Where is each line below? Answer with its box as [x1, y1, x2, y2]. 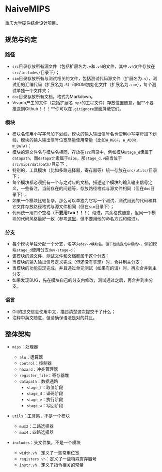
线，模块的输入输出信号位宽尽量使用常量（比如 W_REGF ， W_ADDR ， [12, 137, 141, 142]
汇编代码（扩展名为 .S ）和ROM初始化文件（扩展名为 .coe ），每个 [25, 81, 152, 87]
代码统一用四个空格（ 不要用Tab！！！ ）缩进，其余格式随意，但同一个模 [12, 209, 156, 215]
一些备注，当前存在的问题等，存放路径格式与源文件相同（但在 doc [20, 185, 151, 191]
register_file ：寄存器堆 [19, 372, 69, 378]
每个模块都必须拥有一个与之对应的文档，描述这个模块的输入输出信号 [12, 179, 148, 185]
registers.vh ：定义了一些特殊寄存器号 [19, 456, 97, 462]
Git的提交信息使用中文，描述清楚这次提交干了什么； [12, 309, 116, 315]
